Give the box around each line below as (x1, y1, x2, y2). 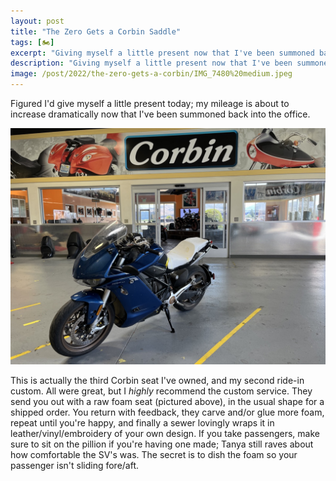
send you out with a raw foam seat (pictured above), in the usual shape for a (10, 396, 325, 407)
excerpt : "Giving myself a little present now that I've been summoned (10, 48, 315, 58)
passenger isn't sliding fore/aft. (10, 460, 140, 471)
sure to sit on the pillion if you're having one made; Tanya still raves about (10, 438, 314, 450)
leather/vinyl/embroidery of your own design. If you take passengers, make (10, 428, 320, 439)
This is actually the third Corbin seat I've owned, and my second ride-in (10, 375, 305, 386)
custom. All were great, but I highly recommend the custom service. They (10, 385, 313, 397)
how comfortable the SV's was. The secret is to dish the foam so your (10, 449, 298, 460)
